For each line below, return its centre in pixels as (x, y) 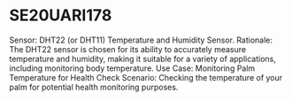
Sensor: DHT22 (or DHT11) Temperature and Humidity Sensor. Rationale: (141, 40)
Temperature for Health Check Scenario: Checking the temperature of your (146, 77)
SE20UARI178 (61, 16)
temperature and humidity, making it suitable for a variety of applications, (142, 58)
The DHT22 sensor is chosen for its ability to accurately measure (127, 49)
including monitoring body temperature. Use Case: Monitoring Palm (132, 68)
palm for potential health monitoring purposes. (94, 87)
